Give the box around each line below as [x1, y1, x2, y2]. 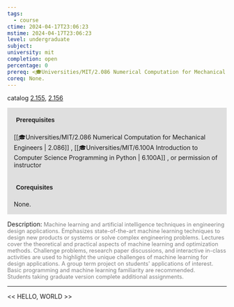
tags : [7, 10, 23, 17]
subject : [7, 42, 33, 49]
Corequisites [16, 184, 54, 191]
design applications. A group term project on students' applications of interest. [7, 260, 214, 268]
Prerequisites [16, 116, 55, 124]
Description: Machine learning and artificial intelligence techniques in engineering [7, 220, 225, 228]
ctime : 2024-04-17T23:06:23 [7, 23, 89, 30]
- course [13, 17, 39, 24]
